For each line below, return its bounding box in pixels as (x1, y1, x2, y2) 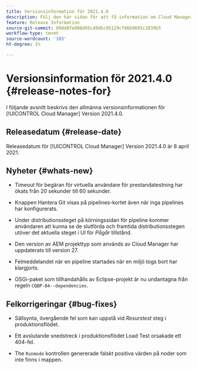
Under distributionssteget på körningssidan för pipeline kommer (14, 217, 169, 224)
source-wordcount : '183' (6, 36, 67, 42)
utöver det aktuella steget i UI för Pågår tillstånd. (14, 229, 132, 236)
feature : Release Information (6, 19, 80, 25)
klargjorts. (14, 264, 39, 271)
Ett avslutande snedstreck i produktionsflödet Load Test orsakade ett (14, 333, 182, 340)
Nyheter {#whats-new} (6, 166, 93, 176)
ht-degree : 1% (6, 42, 41, 48)
